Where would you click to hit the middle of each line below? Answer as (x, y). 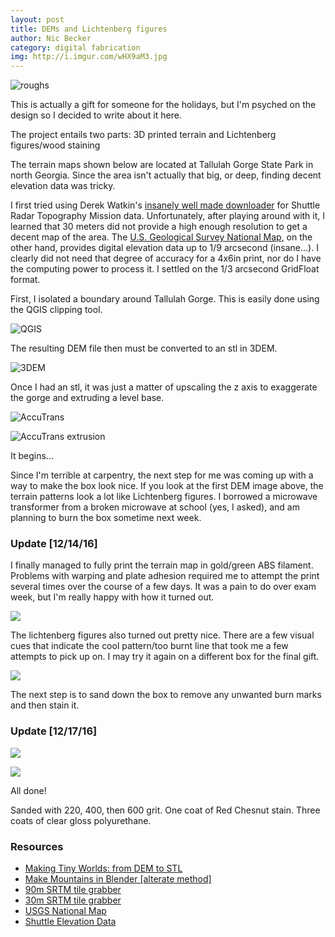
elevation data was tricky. (63, 186)
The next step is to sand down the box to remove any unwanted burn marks (166, 695)
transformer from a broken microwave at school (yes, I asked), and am (155, 507)
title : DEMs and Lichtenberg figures (89, 29)
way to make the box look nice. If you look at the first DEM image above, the (167, 486)
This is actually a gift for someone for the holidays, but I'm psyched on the (163, 105)
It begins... (32, 456)
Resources (37, 846)
